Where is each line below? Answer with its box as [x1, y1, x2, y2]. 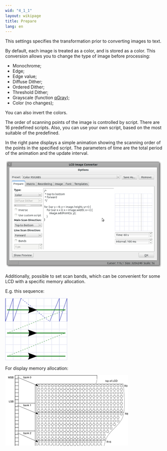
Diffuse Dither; [12, 79, 42, 85]
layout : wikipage [5, 13, 41, 18]
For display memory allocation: [5, 365, 69, 372]
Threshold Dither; [12, 89, 49, 95]
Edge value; [12, 73, 37, 79]
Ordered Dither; [12, 84, 45, 90]
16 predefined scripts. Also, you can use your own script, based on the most [5, 125, 162, 131]
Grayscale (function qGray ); [12, 95, 70, 101]
